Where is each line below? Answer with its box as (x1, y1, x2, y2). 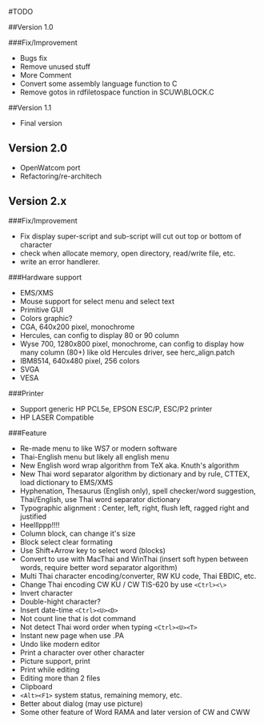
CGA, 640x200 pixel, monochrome (19, 322, 135, 331)
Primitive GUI (19, 304, 64, 315)
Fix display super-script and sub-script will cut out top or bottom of (19, 231, 242, 241)
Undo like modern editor (19, 639, 100, 649)
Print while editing (19, 665, 80, 674)
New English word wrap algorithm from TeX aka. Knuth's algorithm (19, 460, 240, 470)
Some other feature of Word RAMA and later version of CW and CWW (19, 707, 250, 717)
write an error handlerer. (19, 256, 101, 267)
